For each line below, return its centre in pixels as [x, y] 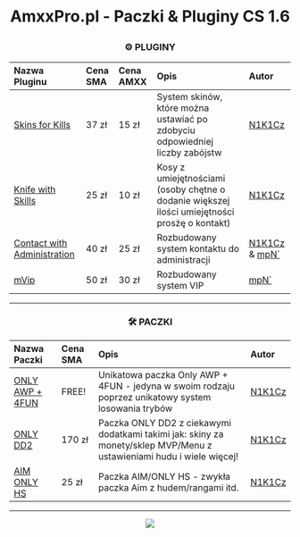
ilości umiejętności [196, 212]
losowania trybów [135, 408]
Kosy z [171, 167]
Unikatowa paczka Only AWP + [163, 374]
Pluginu [30, 81]
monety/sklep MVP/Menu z [155, 445]
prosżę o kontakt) [193, 222]
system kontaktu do [198, 248]
